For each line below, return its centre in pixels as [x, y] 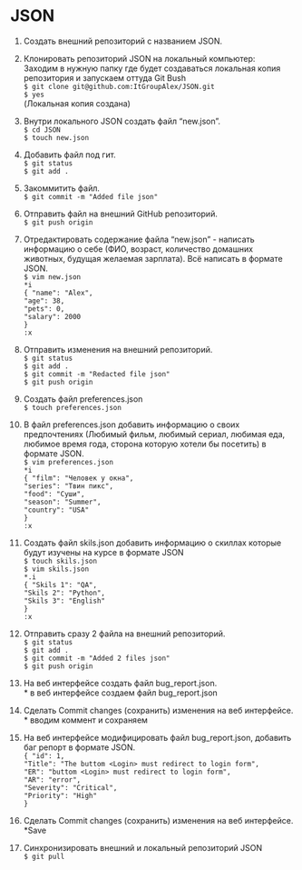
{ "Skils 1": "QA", [60, 585]
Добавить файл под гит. [69, 155]
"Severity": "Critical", [70, 787]
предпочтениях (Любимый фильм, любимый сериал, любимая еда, [154, 434]
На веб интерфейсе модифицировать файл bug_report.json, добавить [157, 737]
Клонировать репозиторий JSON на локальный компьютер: [139, 58]
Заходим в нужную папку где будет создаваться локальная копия [152, 68]
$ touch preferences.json [72, 407]
